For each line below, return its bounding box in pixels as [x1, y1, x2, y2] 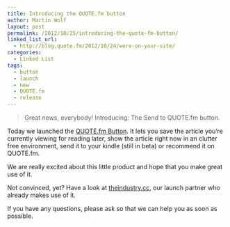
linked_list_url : [7, 36, 58, 43]
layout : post [7, 23, 45, 30]
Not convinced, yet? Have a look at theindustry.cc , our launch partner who [7, 184, 220, 191]
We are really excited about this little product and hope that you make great [7, 163, 223, 171]
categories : [7, 49, 42, 56]
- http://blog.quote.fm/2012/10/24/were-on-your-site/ [13, 42, 176, 49]
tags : [7, 62, 23, 69]
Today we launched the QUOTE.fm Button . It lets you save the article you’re [7, 127, 224, 135]
